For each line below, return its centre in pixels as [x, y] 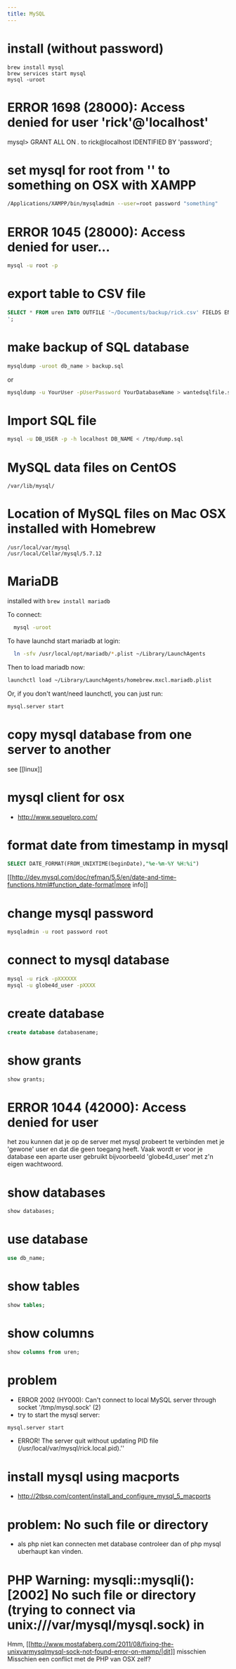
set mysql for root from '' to [89, 170]
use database [48, 1239]
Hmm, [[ [19, 1644]
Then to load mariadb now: [46, 667]
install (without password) [85, 48]
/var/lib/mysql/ [31, 486]
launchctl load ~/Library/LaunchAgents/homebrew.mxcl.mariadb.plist [110, 680]
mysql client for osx [66, 797]
